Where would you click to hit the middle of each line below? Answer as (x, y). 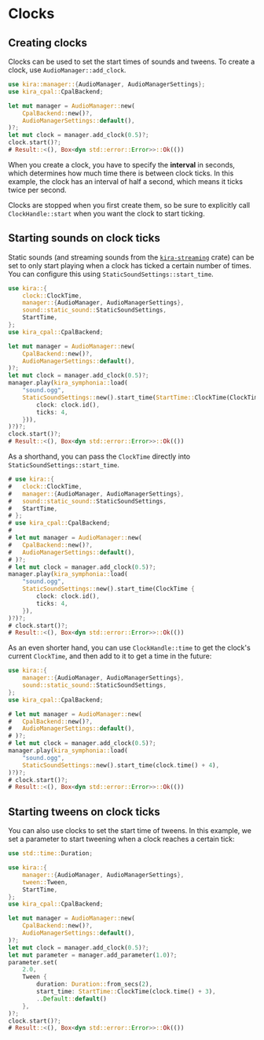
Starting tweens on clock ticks (84, 811)
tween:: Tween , (45, 882)
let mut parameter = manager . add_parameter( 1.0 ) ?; (93, 955)
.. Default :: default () (72, 999)
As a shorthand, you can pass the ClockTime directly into (99, 456)
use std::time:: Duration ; (50, 854)
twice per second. (37, 190)
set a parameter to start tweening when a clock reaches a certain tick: (121, 839)
